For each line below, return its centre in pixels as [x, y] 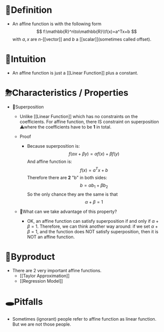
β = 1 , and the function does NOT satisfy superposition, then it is [93, 232]
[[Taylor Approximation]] [45, 276]
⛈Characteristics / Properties [67, 93]
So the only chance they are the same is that [72, 194]
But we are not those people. [42, 324]
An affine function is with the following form [57, 24]
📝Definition [29, 10]
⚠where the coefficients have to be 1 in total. [65, 127]
